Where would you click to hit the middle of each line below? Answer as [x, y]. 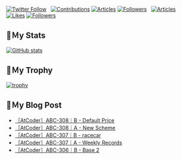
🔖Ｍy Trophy [29, 70]
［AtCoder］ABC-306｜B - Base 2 [57, 150]
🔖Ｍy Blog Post [34, 105]
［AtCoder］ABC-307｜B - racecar [58, 135]
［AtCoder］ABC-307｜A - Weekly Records [68, 143]
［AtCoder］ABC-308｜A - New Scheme [65, 128]
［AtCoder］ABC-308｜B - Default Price [65, 120]
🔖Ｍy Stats [26, 36]
